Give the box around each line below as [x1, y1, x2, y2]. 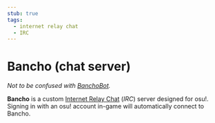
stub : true [7, 10, 39, 17]
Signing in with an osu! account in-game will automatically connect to [7, 102, 205, 111]
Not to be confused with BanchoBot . [7, 82, 111, 90]
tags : [7, 16, 23, 23]
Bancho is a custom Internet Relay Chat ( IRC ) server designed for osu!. [7, 95, 209, 103]
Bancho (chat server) [7, 59, 131, 74]
